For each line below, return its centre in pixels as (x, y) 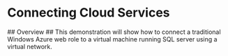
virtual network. (30, 46)
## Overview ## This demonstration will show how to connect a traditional (114, 32)
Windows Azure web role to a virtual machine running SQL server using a (112, 39)
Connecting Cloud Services (89, 13)
